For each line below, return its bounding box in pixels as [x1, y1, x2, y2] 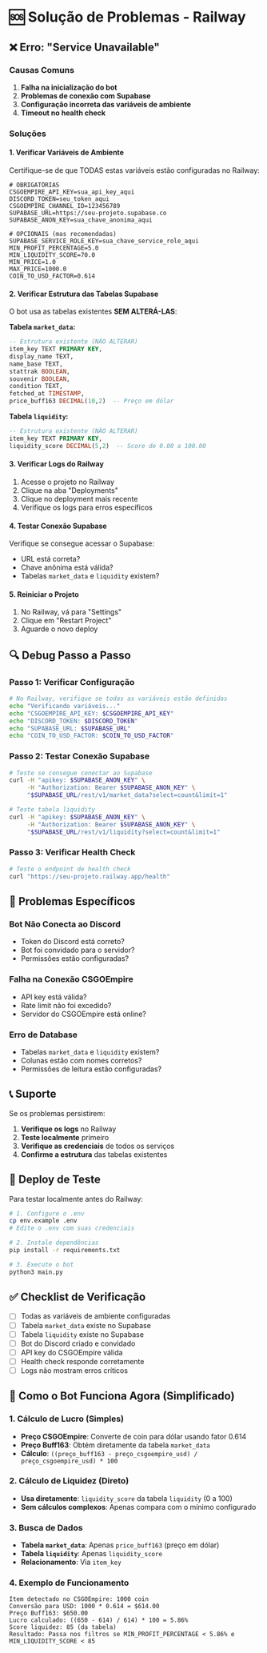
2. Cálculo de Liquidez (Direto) [9, 1475, 130, 1487]
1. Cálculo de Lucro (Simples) [9, 1413, 125, 1424]
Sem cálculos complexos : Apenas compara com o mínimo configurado [20, 1502, 257, 1511]
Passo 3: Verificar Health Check [9, 847, 136, 858]
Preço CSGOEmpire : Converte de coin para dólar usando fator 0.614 [20, 1431, 247, 1441]
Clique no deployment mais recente [20, 494, 138, 503]
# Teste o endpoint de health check [9, 865, 131, 873]
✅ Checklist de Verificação [9, 1291, 146, 1304]
